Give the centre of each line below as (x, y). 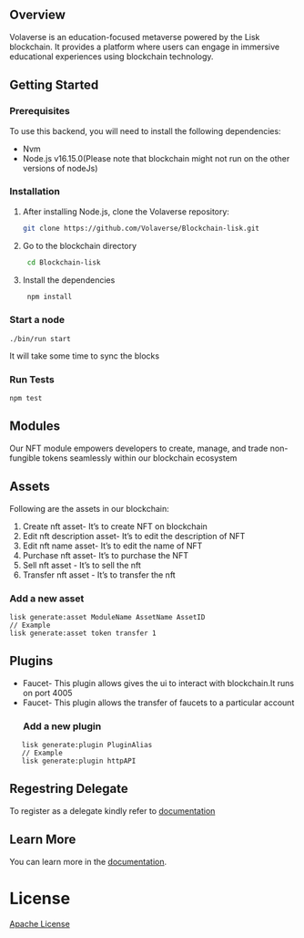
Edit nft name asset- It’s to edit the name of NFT (112, 546)
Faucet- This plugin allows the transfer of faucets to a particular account (158, 703)
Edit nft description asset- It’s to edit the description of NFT (134, 536)
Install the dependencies (69, 280)
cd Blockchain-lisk (64, 262)
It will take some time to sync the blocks (85, 356)
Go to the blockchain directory (80, 245)
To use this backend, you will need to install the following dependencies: (145, 130)
